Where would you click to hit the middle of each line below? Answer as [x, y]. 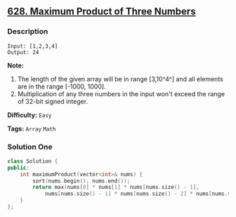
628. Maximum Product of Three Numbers [101, 12]
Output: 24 [23, 52]
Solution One [30, 147]
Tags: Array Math [32, 129]
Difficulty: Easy [29, 114]
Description [28, 32]
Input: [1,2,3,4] [33, 46]
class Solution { [33, 161]
